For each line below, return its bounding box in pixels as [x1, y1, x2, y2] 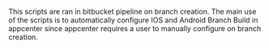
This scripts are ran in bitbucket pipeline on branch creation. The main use [8, 7, 257, 16]
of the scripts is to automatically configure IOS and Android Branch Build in [8, 15, 258, 25]
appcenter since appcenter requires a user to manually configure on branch [8, 24, 262, 33]
